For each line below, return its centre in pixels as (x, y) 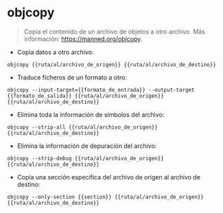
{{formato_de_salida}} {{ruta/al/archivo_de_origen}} (86, 96)
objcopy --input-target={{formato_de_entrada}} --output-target (101, 90)
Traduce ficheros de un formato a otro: (72, 77)
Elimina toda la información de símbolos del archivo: (91, 114)
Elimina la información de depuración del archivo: (87, 146)
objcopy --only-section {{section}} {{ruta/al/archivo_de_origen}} (106, 197)
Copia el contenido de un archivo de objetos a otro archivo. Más (115, 32)
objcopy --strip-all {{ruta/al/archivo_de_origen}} (82, 127)
